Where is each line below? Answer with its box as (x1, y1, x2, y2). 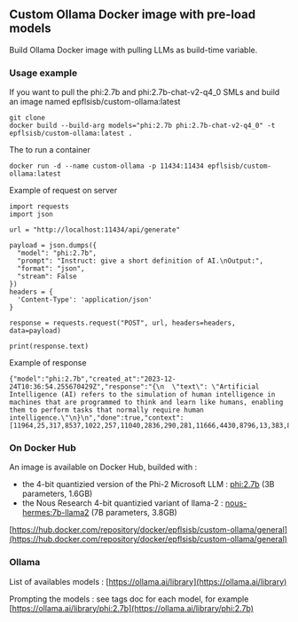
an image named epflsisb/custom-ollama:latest (9, 97, 181, 107)
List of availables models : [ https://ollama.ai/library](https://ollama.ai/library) (9, 576, 287, 587)
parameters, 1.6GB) (21, 488, 93, 500)
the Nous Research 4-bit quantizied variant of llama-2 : (21, 498, 223, 508)
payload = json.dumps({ (9, 241, 98, 250)
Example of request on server (9, 185, 118, 196)
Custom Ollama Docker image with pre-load (9, 7, 256, 22)
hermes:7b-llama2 (21, 508, 90, 518)
